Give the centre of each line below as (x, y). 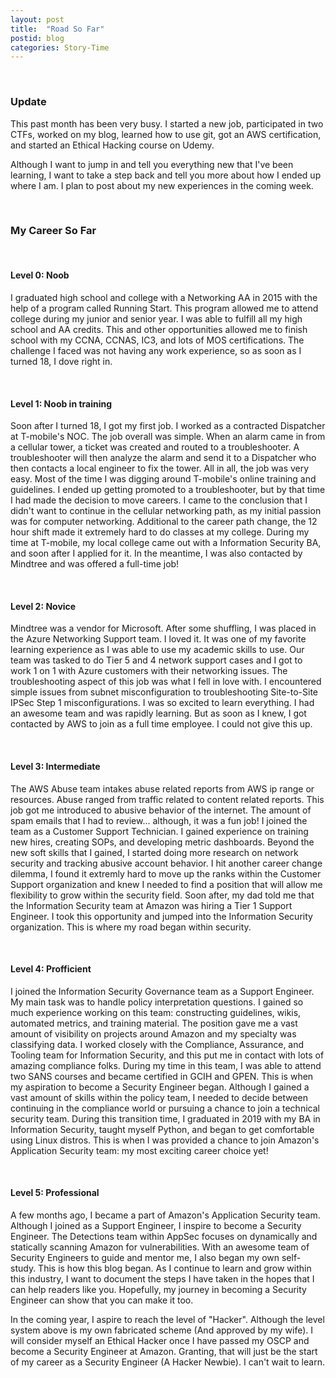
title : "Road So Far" (57, 29)
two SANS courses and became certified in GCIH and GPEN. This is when (162, 1076)
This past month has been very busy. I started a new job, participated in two (167, 123)
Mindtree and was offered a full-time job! (95, 564)
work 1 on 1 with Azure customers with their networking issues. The (149, 671)
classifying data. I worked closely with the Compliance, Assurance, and (157, 1044)
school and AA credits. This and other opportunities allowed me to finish (159, 330)
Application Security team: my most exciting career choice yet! (139, 1150)
